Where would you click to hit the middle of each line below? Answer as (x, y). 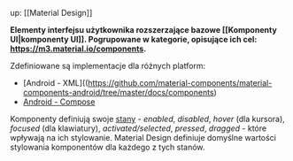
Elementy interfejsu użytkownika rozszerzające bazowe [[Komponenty (143, 30)
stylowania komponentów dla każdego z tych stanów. (108, 147)
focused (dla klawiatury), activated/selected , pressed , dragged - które (139, 128)
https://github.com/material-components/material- (180, 83)
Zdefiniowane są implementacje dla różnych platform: (108, 66)
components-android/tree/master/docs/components (119, 92)
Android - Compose (59, 102)
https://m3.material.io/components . (78, 49)
